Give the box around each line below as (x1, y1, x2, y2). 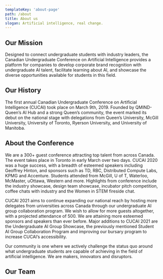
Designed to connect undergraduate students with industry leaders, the (5, 52, 148, 57)
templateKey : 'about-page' (5, 7, 60, 12)
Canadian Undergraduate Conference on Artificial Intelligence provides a (5, 57, 151, 63)
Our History (5, 86, 41, 95)
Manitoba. (5, 125, 25, 131)
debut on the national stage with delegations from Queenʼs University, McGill (5, 115, 159, 121)
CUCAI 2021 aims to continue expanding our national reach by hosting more (5, 197, 157, 203)
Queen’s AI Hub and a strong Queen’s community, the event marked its (5, 109, 147, 115)
